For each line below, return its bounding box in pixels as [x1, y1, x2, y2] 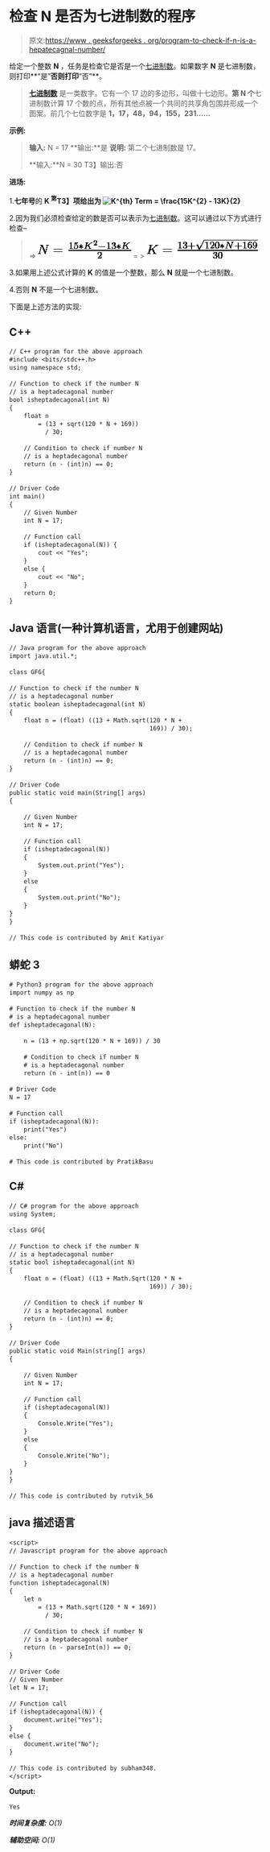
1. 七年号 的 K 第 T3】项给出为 [9, 194, 102, 205]
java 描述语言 [9, 1515, 76, 1530]
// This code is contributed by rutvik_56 [9, 1491, 153, 1500]
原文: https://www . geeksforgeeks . [28, 35, 146, 45]
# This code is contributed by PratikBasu [9, 1158, 153, 1166]
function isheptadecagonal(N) [9, 1579, 111, 1587]
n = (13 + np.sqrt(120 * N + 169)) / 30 [23, 1037, 161, 1045]
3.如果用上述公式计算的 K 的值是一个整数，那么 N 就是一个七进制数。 [9, 267, 238, 277]
